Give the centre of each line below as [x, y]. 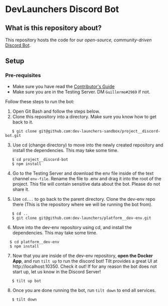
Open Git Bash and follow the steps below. [56, 111]
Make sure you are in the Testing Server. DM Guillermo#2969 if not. [81, 92]
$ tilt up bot [27, 281]
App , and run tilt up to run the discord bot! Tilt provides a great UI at [85, 261]
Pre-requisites [23, 75]
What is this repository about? [53, 28]
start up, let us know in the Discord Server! [57, 272]
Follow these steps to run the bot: [40, 101]
